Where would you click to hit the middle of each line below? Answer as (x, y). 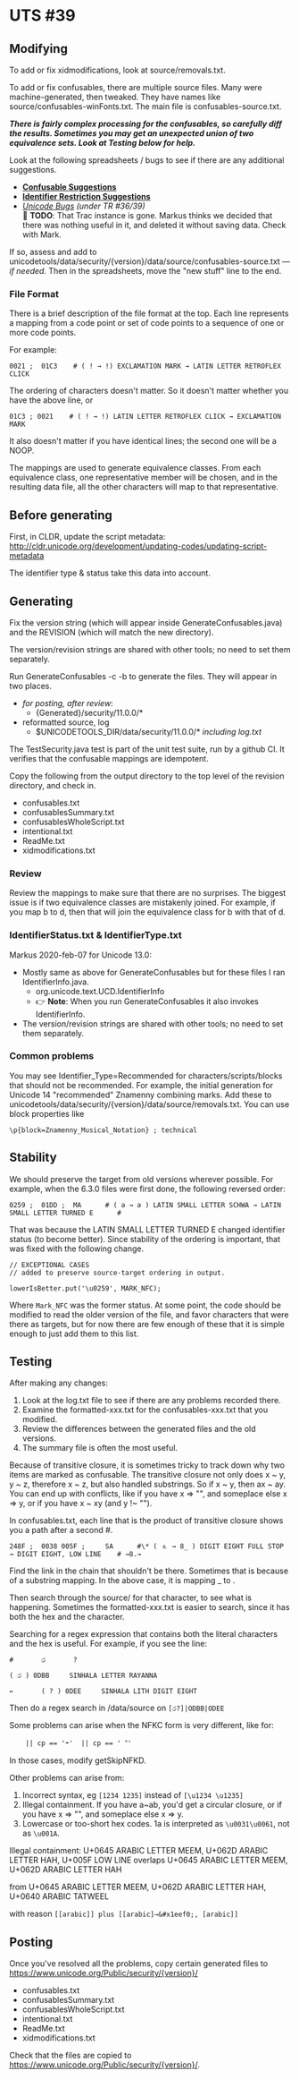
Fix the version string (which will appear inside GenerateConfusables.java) (146, 622)
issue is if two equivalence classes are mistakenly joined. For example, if (142, 903)
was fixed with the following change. (77, 1248)
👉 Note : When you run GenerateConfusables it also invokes (147, 1001)
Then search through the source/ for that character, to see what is (131, 1598)
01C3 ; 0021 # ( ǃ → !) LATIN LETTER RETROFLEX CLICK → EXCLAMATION (145, 417)
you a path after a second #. (61, 1530)
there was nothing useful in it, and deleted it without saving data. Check (154, 225)
